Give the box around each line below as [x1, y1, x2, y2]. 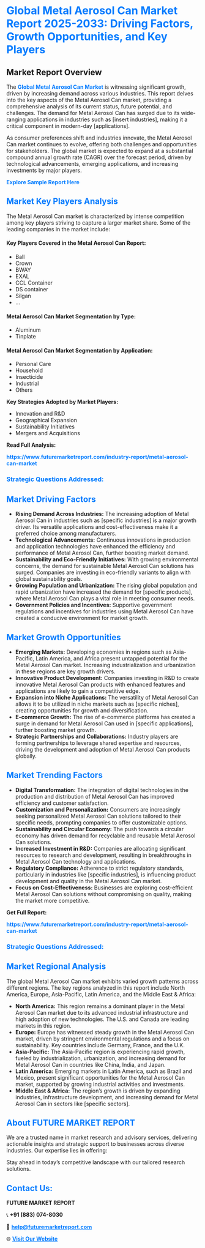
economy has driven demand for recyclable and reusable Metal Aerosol [15, 832, 196, 839]
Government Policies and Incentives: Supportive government [15, 601, 173, 609]
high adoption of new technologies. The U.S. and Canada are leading [15, 1015, 190, 1023]
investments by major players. [6, 166, 82, 174]
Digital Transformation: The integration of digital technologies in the [15, 786, 188, 793]
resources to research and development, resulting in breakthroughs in [15, 851, 192, 859]
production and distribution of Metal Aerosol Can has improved [15, 793, 174, 800]
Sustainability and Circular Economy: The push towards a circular [15, 825, 184, 832]
